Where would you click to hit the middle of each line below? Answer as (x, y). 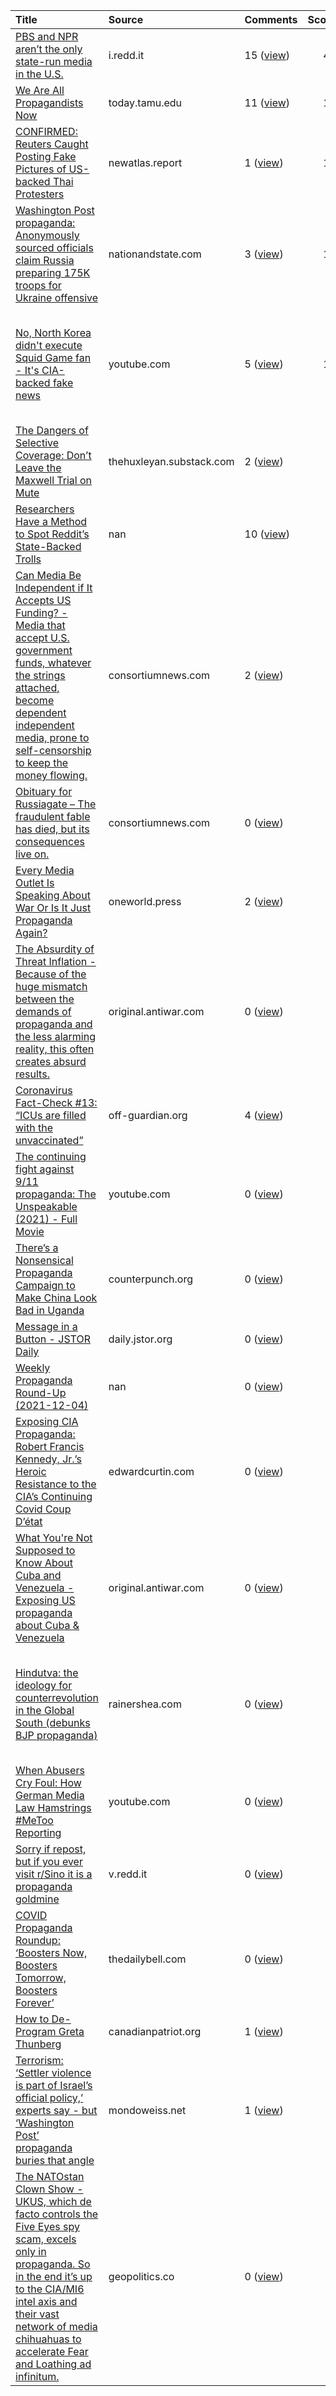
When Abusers (50, 1770)
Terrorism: (39, 2060)
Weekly (33, 1367)
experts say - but (56, 2110)
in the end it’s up (54, 2276)
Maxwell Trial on (54, 480)
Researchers (45, 509)
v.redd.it (128, 1874)
